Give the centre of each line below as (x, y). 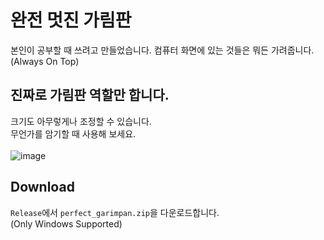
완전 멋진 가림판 (71, 20)
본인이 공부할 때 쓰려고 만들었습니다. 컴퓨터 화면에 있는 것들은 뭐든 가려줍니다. (162, 50)
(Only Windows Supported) (66, 223)
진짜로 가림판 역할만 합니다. (90, 95)
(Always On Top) (45, 61)
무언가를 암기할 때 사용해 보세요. (73, 133)
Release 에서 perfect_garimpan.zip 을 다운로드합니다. (115, 212)
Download (42, 187)
